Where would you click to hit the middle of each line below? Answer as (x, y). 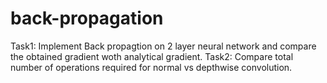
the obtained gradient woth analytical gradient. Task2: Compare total (152, 56)
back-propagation (87, 18)
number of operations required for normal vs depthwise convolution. (151, 67)
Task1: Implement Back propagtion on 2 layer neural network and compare (163, 46)
